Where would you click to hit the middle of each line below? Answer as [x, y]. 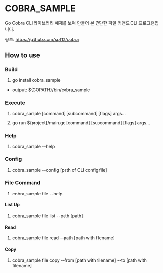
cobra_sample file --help [37, 194]
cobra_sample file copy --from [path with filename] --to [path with [79, 260]
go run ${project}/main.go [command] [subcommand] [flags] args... [81, 123]
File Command [23, 183]
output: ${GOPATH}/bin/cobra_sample [51, 90]
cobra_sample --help [33, 147]
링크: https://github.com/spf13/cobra [42, 39]
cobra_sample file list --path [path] [48, 216]
